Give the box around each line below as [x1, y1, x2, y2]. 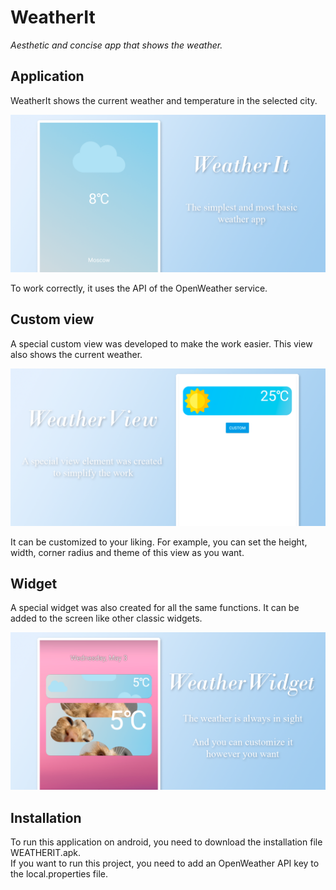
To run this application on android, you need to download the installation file [10, 836, 323, 848]
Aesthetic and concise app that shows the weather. [10, 39, 223, 51]
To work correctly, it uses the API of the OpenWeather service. [10, 282, 268, 294]
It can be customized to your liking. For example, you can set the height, [10, 536, 308, 548]
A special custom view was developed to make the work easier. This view [10, 337, 313, 350]
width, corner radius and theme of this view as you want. [10, 546, 245, 558]
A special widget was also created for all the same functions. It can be [10, 602, 300, 614]
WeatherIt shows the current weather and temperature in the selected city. [10, 94, 318, 106]
